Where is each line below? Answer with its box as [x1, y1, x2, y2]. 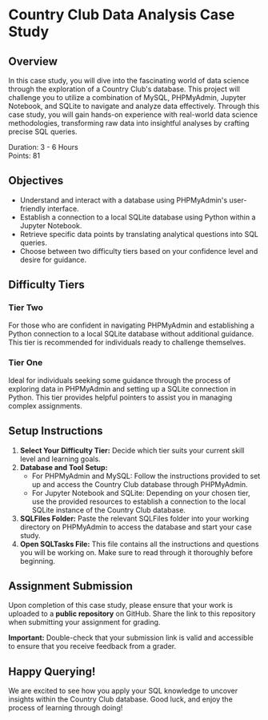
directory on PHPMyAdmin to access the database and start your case [19, 522, 252, 532]
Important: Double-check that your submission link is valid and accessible [8, 633, 254, 642]
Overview [8, 54, 58, 68]
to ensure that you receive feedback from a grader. [8, 642, 177, 651]
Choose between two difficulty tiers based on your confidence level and [19, 246, 258, 255]
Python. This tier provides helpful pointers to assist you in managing [8, 392, 233, 402]
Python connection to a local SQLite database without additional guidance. [8, 328, 254, 338]
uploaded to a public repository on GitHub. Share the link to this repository [8, 609, 256, 618]
